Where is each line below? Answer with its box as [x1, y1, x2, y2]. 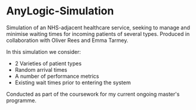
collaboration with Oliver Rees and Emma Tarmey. [6, 36, 128, 44]
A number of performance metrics [14, 72, 100, 80]
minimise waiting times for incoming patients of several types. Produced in [6, 30, 190, 37]
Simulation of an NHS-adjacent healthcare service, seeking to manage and [6, 24, 190, 31]
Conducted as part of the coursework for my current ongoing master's [6, 90, 180, 97]
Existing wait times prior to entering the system [14, 79, 131, 86]
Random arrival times [14, 66, 68, 73]
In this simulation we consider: [6, 48, 81, 55]
